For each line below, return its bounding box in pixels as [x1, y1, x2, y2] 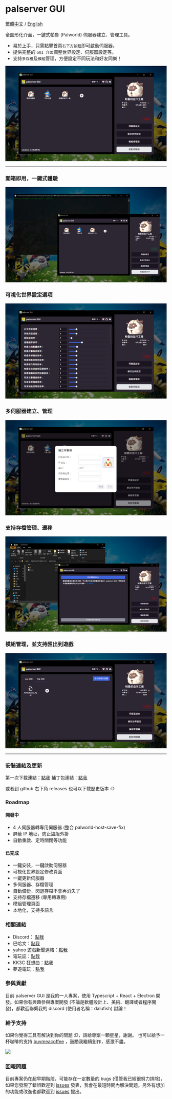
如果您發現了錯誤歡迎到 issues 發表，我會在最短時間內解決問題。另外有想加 [5, 1082, 165, 1088]
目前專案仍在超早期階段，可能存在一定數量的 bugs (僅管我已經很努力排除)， [5, 1075, 165, 1082]
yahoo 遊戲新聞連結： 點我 [12, 947, 68, 953]
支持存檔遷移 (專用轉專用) [12, 894, 67, 901]
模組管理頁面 [12, 901, 40, 907]
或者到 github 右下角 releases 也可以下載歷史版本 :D [5, 785, 115, 791]
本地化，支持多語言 [12, 907, 54, 913]
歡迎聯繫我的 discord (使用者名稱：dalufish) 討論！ [20, 1005, 127, 1011]
